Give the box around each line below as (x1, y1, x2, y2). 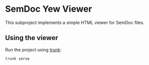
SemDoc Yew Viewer (5, 3, 92, 15)
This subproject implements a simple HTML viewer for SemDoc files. (5, 20, 145, 25)
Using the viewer (5, 34, 58, 42)
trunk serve (5, 56, 30, 61)
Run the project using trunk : (5, 46, 62, 52)
